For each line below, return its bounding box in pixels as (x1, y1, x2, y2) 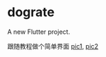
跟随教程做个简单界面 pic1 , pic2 (7, 42, 99, 50)
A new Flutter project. (7, 27, 71, 36)
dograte (7, 4, 55, 20)
